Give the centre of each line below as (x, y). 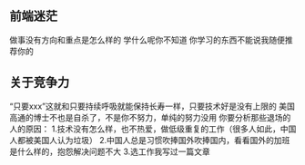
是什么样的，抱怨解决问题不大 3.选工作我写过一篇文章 (110, 151)
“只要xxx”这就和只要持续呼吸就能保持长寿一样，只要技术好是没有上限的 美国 (152, 106)
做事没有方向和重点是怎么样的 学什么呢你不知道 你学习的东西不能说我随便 (147, 40)
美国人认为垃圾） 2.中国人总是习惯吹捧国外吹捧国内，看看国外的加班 (162, 140)
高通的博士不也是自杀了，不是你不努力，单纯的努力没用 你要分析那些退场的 (150, 117)
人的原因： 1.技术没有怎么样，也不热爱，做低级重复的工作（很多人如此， (145, 129)
